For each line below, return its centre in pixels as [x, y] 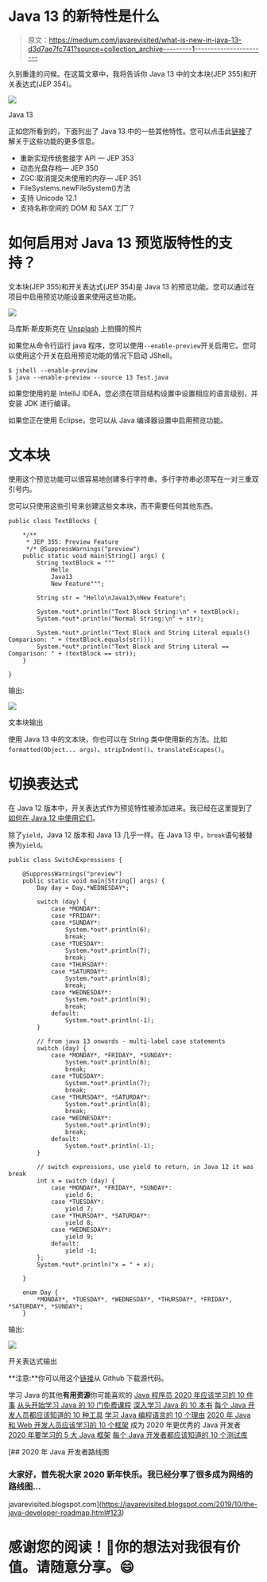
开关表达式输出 [33, 1361]
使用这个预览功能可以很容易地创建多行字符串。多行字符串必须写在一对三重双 [133, 478]
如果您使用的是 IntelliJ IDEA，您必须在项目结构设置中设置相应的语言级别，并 [133, 393]
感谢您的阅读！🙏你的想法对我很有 [117, 1547]
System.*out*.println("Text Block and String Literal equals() [143, 632]
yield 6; [79, 1194]
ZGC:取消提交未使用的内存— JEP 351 [80, 178]
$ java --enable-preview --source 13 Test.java [89, 377]
